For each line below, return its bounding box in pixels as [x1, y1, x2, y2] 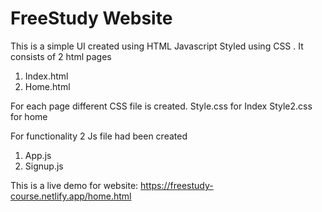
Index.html [24, 70, 69, 82]
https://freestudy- [140, 179, 214, 191]
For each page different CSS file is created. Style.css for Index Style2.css [10, 100, 313, 112]
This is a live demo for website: [10, 179, 139, 191]
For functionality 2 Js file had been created [10, 130, 188, 142]
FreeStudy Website [10, 7, 173, 30]
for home [10, 110, 48, 122]
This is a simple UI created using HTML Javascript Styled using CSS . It [10, 40, 304, 52]
